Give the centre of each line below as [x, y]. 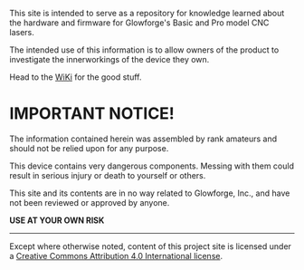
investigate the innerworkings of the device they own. [109, 59]
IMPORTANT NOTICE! [92, 114]
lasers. [22, 32]
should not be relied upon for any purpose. [89, 148]
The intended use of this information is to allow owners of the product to [144, 50]
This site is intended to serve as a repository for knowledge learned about [147, 13]
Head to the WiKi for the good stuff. [76, 77]
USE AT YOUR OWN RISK [57, 220]
